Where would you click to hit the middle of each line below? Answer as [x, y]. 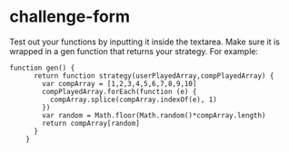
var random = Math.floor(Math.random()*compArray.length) [154, 115]
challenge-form [70, 17]
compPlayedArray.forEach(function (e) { [120, 91]
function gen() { [42, 68]
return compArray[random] [91, 123]
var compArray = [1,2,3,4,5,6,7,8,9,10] [120, 83]
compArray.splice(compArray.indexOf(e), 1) [134, 100]
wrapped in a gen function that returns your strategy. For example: [134, 51]
